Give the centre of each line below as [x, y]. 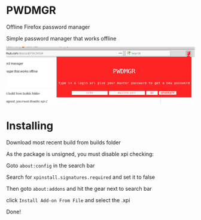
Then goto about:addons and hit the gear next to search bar [79, 189]
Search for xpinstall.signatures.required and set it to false [81, 177]
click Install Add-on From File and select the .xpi [68, 200]
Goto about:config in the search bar [51, 166]
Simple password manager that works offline [61, 38]
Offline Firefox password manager [48, 27]
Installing [30, 126]
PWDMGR [31, 10]
